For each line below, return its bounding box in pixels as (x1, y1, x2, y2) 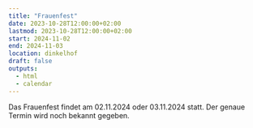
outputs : (8, 65, 38, 73)
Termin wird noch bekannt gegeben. (8, 110, 130, 120)
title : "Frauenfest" (8, 11, 79, 20)
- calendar (15, 79, 53, 87)
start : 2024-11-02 (8, 34, 71, 43)
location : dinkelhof (8, 49, 79, 58)
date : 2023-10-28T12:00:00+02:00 (8, 19, 122, 28)
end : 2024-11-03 (8, 42, 63, 50)
